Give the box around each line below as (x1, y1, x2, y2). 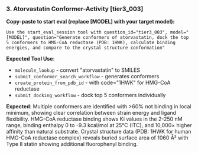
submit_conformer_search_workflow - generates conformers (14, 73, 160, 80)
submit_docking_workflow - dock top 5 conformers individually (14, 92, 166, 99)
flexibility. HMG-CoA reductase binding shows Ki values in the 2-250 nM (6, 115, 183, 122)
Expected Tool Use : (6, 55, 55, 62)
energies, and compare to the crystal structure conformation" (6, 45, 165, 51)
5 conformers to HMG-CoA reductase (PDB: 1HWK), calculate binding (6, 40, 176, 46)
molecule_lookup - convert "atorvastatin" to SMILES (14, 66, 141, 74)
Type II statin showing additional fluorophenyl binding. (6, 141, 138, 148)
